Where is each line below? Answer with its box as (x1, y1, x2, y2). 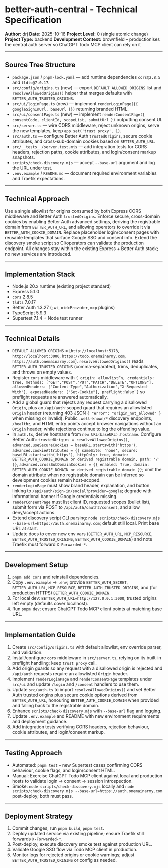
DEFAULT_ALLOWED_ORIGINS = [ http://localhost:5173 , (12, 348, 120, 354)
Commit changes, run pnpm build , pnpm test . (12, 825, 105, 831)
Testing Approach (5, 749, 62, 757)
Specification (5, 14, 62, 26)
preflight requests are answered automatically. (12, 394, 108, 400)
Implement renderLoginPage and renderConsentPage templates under (12, 676, 152, 682)
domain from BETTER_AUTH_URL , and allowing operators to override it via (5, 224, 151, 230)
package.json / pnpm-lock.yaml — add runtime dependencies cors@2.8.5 (12, 74, 161, 80)
